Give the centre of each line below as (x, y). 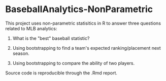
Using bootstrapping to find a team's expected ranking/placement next (87, 48)
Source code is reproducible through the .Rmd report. (61, 73)
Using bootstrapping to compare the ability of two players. (74, 63)
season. (21, 53)
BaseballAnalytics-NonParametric (79, 9)
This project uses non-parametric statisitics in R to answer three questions (83, 23)
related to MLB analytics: (31, 28)
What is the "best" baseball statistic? (51, 38)
